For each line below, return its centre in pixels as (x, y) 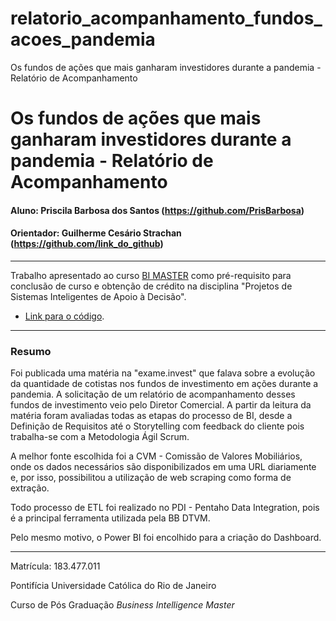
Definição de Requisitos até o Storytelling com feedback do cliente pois (157, 426)
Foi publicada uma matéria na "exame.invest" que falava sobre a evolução (163, 373)
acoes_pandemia (83, 39)
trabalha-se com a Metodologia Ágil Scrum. (100, 437)
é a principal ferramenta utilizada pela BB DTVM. (110, 518)
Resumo (31, 351)
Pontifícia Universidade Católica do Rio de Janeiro (113, 586)
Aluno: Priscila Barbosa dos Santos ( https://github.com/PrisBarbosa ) (157, 210)
